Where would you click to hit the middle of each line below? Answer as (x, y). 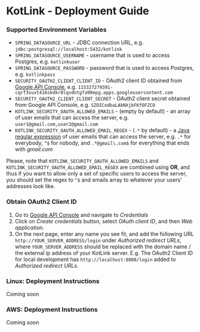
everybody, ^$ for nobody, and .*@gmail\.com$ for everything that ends (102, 143)
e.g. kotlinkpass (35, 74)
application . (30, 228)
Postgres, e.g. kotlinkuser (47, 62)
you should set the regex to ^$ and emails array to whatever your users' (94, 180)
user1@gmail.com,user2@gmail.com (56, 124)
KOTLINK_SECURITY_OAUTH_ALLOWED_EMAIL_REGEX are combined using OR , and (98, 167)
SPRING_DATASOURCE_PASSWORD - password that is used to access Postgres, (104, 68)
